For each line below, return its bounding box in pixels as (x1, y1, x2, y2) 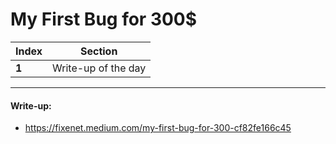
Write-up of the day (52, 61, 147, 75)
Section (79, 44, 118, 58)
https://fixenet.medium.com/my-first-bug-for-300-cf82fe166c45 (24, 122, 292, 134)
